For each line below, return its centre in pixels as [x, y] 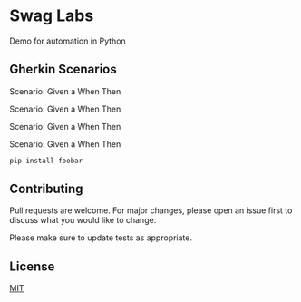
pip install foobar [46, 161]
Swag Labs [52, 16]
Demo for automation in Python [68, 41]
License [32, 266]
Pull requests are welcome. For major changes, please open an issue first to [151, 210]
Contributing [46, 189]
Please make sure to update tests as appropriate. [101, 238]
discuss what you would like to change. [83, 220]
